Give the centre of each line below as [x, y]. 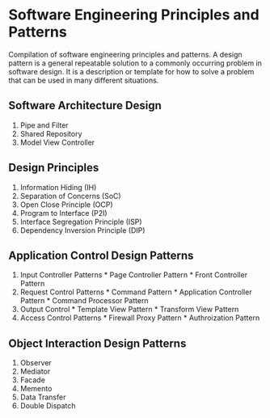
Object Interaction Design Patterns [97, 343]
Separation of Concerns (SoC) [70, 196]
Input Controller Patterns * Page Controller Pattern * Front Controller [134, 275]
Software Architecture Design [85, 106]
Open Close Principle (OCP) [66, 205]
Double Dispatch [48, 406]
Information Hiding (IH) [58, 187]
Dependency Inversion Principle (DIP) [82, 230]
